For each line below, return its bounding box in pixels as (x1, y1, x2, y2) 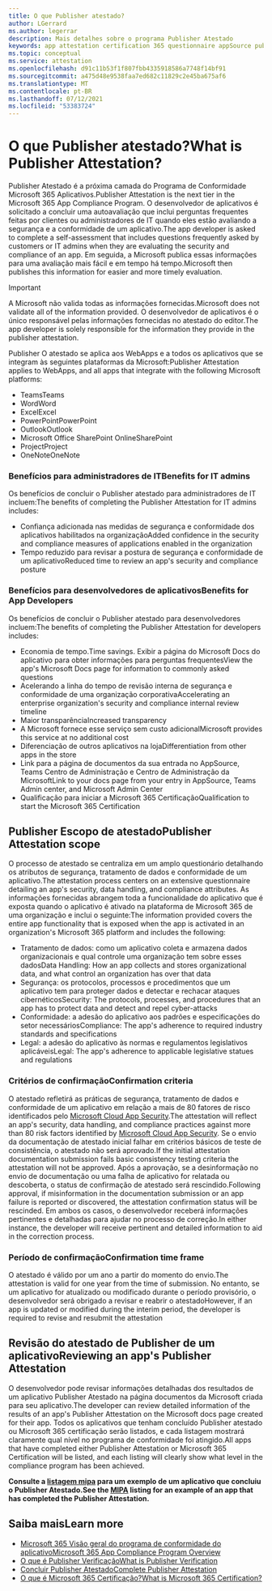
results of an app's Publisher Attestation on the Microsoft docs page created (8, 1409, 263, 1419)
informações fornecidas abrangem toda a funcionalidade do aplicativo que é (8, 893, 264, 903)
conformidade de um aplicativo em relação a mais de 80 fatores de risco (8, 1102, 251, 1112)
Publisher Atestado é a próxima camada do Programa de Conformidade (8, 181, 247, 191)
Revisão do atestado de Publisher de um (8, 1337, 215, 1351)
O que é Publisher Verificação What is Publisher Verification (19, 1555, 219, 1565)
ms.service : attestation (8, 57, 92, 66)
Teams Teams (19, 390, 65, 400)
